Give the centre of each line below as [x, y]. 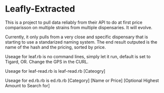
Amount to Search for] [28, 85]
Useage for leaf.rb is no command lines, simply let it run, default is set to [78, 56]
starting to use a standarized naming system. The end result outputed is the [81, 42]
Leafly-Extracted [40, 9]
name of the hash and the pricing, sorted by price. [55, 47]
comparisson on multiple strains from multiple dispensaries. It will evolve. [79, 27]
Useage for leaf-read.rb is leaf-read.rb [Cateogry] [55, 71]
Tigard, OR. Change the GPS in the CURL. [47, 62]
